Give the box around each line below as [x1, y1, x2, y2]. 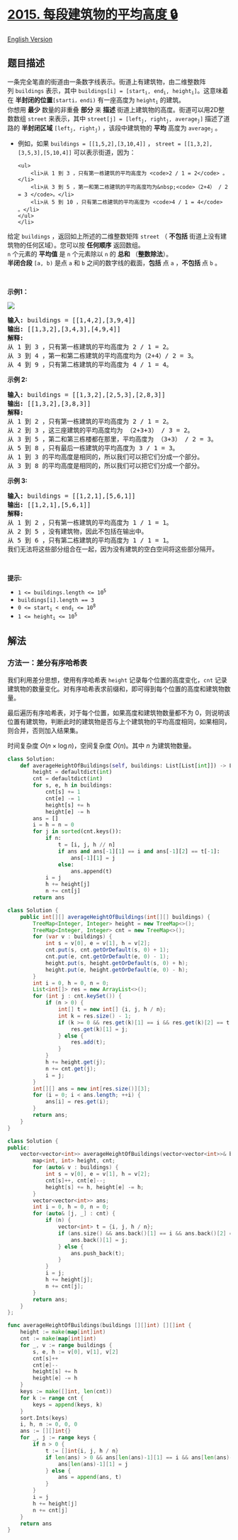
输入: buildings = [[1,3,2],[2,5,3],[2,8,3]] [7, 391, 166, 399]
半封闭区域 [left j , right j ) [21, 124, 101, 133]
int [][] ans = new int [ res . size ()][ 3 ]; [33, 1085, 151, 1092]
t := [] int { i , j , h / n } [45, 1447, 119, 1454]
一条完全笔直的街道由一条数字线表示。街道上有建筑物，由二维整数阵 [7, 77, 206, 86]
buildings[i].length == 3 [17, 597, 94, 604]
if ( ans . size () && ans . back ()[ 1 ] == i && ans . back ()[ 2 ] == [57, 1230, 236, 1237]
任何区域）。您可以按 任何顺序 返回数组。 [25, 241, 144, 249]
